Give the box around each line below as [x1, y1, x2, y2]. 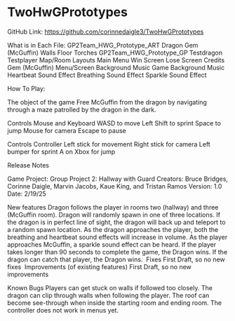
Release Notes [7, 160, 49, 169]
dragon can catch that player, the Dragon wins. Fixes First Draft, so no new [7, 255, 226, 264]
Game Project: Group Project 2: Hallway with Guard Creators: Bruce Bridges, [7, 175, 228, 183]
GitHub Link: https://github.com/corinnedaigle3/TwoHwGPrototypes [7, 27, 204, 36]
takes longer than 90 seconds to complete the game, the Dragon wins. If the [7, 247, 228, 256]
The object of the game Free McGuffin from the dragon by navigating [7, 97, 207, 106]
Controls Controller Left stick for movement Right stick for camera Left [7, 139, 210, 148]
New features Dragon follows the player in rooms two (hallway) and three [7, 203, 219, 211]
